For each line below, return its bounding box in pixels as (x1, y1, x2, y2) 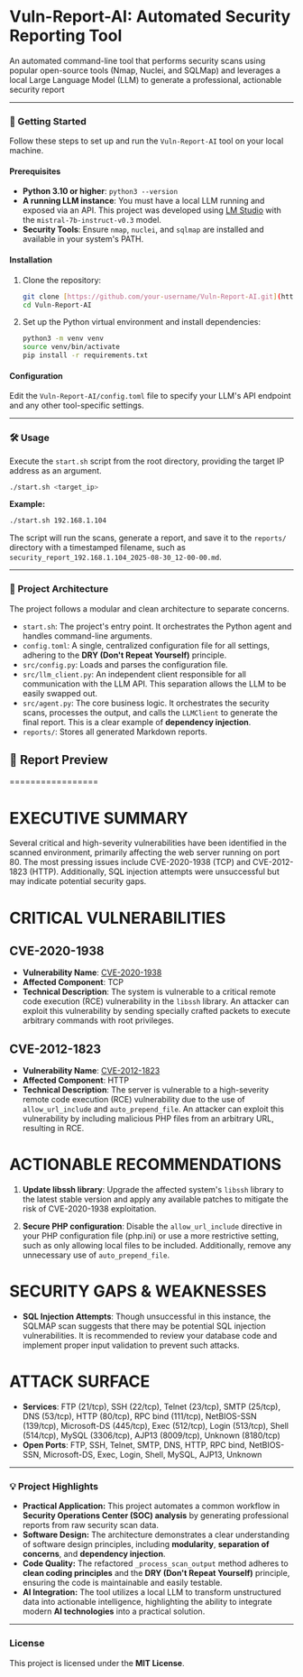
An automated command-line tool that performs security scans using (9, 55, 266, 66)
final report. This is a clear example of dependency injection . (22, 716, 252, 727)
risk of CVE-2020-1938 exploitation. (22, 1203, 157, 1214)
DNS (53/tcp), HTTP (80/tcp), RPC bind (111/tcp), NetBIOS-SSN (22, 1410, 257, 1422)
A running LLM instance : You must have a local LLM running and (22, 196, 265, 207)
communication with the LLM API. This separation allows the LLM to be (22, 678, 287, 689)
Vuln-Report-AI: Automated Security (9, 6, 291, 27)
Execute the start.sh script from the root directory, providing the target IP (9, 456, 285, 466)
